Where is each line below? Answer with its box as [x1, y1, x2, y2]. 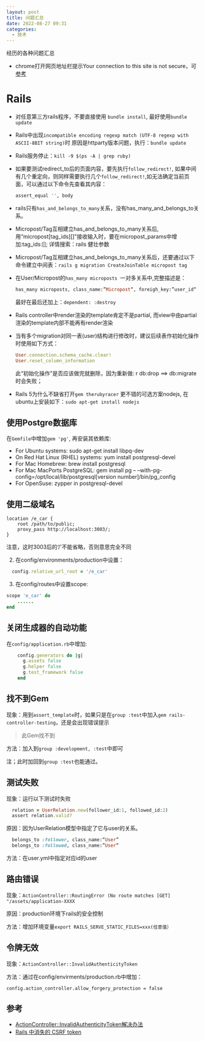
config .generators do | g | [17, 652, 84, 658]
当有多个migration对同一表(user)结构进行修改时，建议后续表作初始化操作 [15, 332, 199, 339]
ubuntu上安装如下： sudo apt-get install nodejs [15, 398, 140, 405]
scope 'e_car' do [6, 593, 51, 599]
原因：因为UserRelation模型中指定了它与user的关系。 [6, 825, 141, 832]
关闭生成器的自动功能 [6, 623, 87, 633]
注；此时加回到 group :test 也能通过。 [6, 758, 101, 765]
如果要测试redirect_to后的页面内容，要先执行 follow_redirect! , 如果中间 [15, 165, 197, 172]
